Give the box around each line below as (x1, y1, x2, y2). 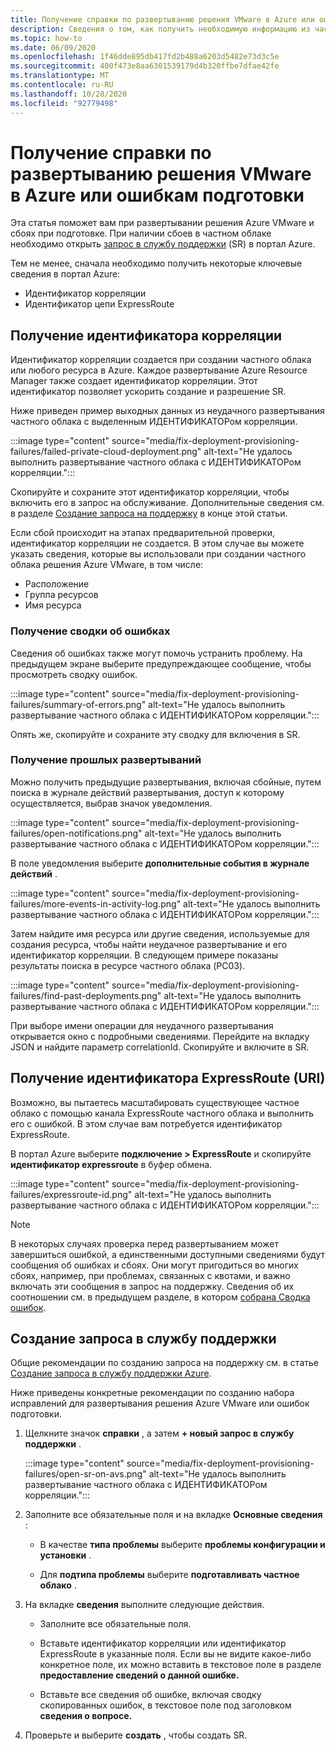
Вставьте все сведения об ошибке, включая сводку (39, 1689, 262, 1701)
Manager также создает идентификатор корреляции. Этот (10, 375, 258, 387)
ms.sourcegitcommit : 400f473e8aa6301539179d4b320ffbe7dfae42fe (10, 61, 280, 71)
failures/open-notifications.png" (10, 827, 143, 839)
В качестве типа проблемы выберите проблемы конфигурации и (39, 1539, 326, 1551)
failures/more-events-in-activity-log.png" (10, 897, 182, 910)
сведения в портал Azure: (10, 268, 121, 280)
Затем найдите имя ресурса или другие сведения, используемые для (10, 927, 310, 940)
